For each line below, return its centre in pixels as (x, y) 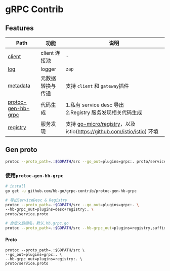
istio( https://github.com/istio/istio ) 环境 (112, 131)
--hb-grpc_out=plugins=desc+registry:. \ (50, 209)
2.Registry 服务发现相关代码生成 (104, 112)
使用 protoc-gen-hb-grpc (34, 175)
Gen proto (21, 150)
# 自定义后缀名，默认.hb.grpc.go (37, 223)
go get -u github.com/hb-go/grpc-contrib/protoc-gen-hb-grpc (71, 191)
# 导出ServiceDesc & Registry (36, 200)
